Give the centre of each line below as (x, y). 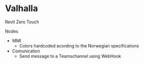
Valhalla (22, 8)
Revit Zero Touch (22, 22)
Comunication (26, 51)
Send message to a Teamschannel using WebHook (70, 56)
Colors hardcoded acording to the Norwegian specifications (79, 46)
